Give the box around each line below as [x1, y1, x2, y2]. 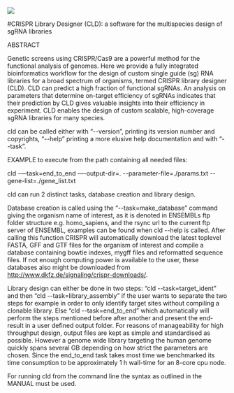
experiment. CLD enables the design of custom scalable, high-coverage [7, 106, 214, 115]
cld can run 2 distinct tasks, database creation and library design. [7, 190, 196, 199]
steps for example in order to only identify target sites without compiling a [7, 299, 220, 307]
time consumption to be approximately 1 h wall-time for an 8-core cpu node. [7, 359, 226, 366]
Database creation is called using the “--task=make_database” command [7, 203, 218, 212]
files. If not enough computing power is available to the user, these [7, 256, 199, 264]
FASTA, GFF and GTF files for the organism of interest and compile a [7, 241, 204, 249]
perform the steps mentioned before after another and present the [7, 314, 198, 322]
